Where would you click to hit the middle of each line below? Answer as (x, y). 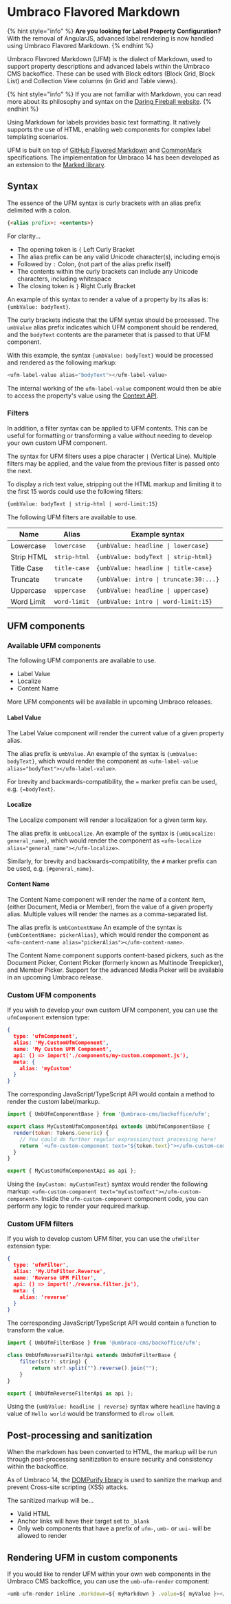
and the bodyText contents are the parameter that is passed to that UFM (109, 334)
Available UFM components (54, 645)
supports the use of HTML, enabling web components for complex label (109, 129)
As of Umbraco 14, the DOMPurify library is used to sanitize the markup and (114, 1480)
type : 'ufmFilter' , (41, 1265)
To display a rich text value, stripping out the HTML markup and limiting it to (114, 484)
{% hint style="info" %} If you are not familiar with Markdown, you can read (114, 94)
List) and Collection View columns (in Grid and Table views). (92, 80)
